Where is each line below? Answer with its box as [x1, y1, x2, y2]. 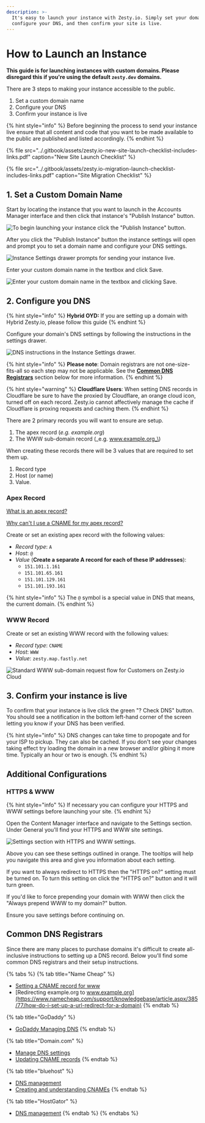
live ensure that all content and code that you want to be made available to [6, 129, 193, 136]
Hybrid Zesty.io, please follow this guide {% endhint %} [6, 318, 146, 326]
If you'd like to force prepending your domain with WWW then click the [6, 893, 185, 900]
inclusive [6, 952, 29, 959]
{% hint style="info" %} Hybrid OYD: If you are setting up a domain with [6, 312, 188, 319]
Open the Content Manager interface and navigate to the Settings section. [6, 819, 192, 827]
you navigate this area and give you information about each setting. [6, 856, 176, 864]
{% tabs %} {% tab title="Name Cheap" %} [6, 970, 115, 977]
